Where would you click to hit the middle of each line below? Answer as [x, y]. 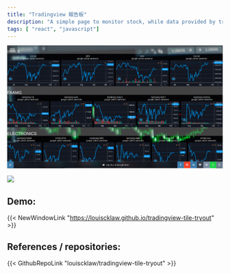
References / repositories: [64, 247]
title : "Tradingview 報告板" [47, 14]
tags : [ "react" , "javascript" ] [53, 29]
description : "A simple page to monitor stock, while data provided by [111, 22]
